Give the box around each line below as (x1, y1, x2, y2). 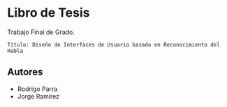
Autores (7, 66, 43, 78)
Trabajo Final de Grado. (7, 28, 75, 36)
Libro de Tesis (7, 5, 90, 21)
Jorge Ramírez (17, 92, 60, 100)
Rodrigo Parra (17, 85, 58, 93)
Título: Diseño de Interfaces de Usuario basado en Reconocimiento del (7, 41, 220, 48)
